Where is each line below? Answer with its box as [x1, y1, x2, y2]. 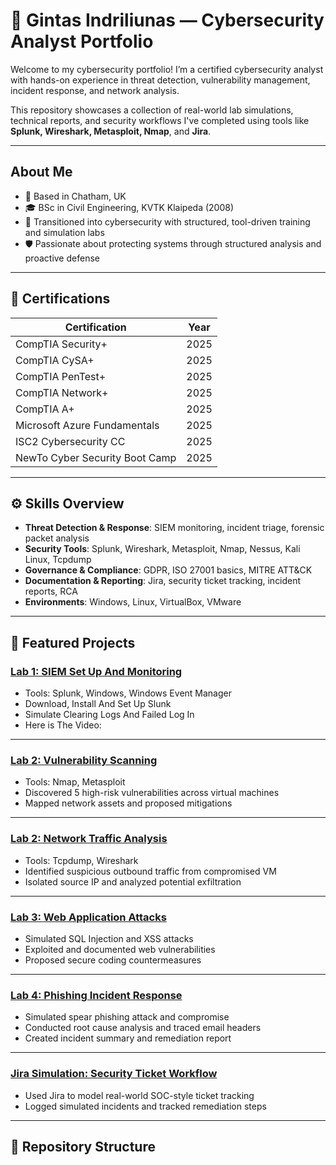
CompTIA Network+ [15, 385, 109, 399]
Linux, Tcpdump [24, 554, 92, 566]
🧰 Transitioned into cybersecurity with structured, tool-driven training [24, 215, 311, 228]
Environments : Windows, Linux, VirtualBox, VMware [24, 596, 242, 608]
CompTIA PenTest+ [15, 369, 107, 383]
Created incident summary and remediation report [24, 1032, 232, 1044]
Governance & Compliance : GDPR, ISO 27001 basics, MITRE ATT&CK [24, 564, 313, 576]
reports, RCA [24, 585, 78, 598]
